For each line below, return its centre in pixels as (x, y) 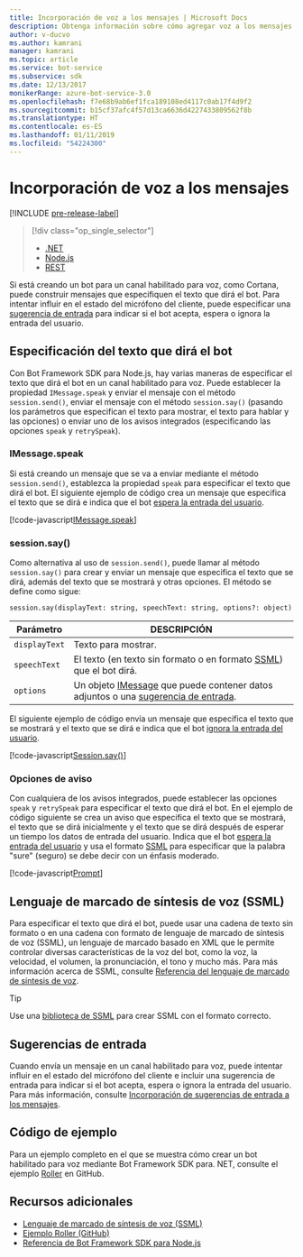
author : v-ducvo (40, 34)
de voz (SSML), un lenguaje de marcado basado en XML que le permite (142, 942)
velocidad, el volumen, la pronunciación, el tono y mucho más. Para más (143, 962)
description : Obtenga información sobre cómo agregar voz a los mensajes (151, 26)
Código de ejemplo (63, 1133)
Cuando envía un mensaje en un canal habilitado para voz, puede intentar (146, 1066)
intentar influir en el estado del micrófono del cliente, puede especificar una (150, 304)
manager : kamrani (42, 51)
